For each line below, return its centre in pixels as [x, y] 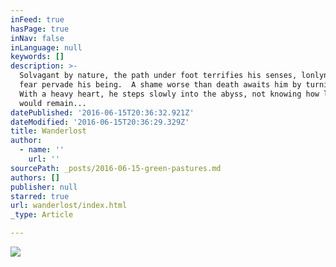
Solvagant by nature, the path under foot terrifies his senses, [158, 76]
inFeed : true [37, 19]
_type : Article [42, 215]
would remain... [53, 103]
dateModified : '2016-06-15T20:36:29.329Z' [100, 122]
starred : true [40, 196]
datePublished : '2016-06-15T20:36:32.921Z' [102, 112]
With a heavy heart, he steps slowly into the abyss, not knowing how [169, 94]
